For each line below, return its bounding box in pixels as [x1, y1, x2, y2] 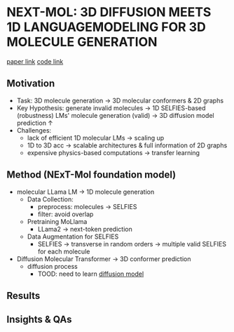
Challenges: [16, 126, 52, 134]
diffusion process [27, 262, 78, 270]
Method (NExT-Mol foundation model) [6, 169, 177, 181]
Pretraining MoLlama [27, 217, 88, 225]
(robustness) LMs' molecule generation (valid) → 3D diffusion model [16, 111, 214, 119]
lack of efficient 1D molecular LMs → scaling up [27, 133, 165, 142]
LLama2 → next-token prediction [37, 225, 132, 233]
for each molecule [37, 247, 90, 255]
